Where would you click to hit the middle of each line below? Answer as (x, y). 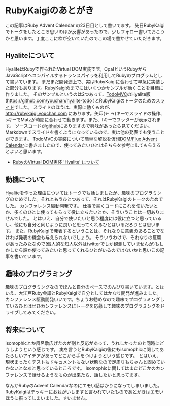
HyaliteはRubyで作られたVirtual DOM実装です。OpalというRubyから (76, 69)
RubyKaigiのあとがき (50, 10)
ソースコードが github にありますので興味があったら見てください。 (84, 126)
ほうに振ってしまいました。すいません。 (47, 398)
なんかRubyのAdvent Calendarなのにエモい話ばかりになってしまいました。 (84, 386)
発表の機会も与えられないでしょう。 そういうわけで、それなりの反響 (90, 237)
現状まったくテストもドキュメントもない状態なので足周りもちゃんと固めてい (85, 362)
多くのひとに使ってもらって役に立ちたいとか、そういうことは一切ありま (89, 212)
